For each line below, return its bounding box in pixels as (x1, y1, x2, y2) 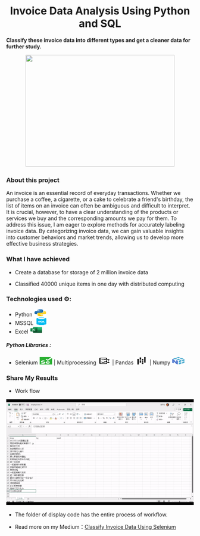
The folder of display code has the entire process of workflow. (14, 511, 168, 518)
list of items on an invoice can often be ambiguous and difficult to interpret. (6, 202, 190, 209)
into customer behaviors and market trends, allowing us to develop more (6, 234, 184, 241)
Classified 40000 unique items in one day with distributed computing (14, 280, 185, 287)
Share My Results (6, 374, 58, 382)
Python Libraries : (6, 342, 52, 349)
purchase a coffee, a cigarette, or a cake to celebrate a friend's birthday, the (6, 196, 193, 203)
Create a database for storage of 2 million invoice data (14, 268, 149, 275)
